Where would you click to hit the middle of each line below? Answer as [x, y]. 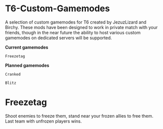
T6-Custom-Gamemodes [57, 9]
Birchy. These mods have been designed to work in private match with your [81, 27]
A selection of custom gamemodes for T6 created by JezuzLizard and [76, 22]
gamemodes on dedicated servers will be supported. [58, 38]
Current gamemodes [27, 47]
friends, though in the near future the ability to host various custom [73, 32]
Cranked [13, 74]
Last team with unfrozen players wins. [43, 121]
